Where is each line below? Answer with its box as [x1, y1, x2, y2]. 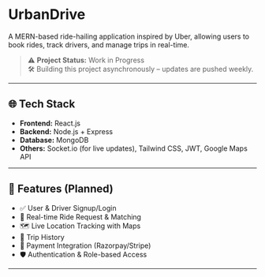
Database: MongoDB [19, 135, 89, 144]
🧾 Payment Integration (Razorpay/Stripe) [19, 241, 151, 250]
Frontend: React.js [19, 118, 81, 128]
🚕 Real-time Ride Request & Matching [19, 211, 142, 222]
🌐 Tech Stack [8, 97, 76, 111]
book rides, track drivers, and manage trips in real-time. [8, 39, 189, 49]
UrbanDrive [8, 6, 86, 24]
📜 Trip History [19, 232, 65, 241]
